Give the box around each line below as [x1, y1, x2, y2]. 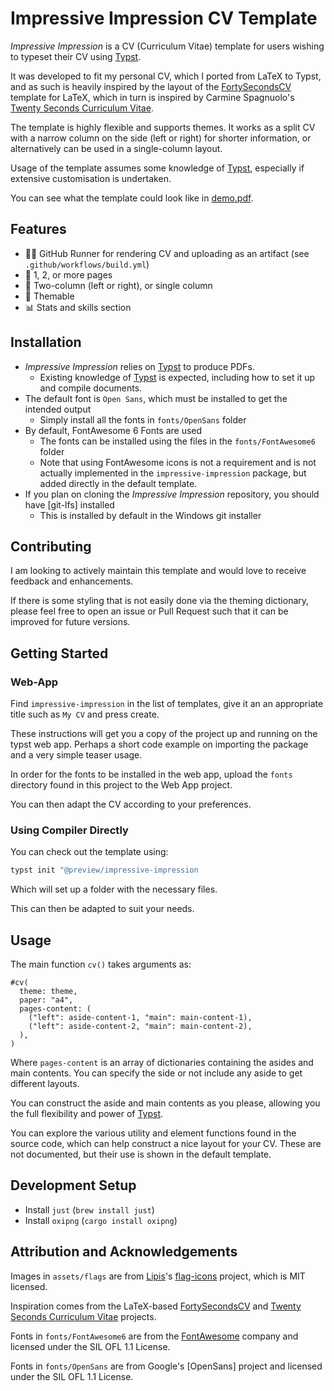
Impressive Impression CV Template [10, 7, 318, 30]
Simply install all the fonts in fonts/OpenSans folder [39, 413, 247, 426]
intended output [24, 403, 92, 415]
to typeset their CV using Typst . [10, 50, 142, 62]
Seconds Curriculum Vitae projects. [10, 1310, 157, 1322]
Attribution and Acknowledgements [10, 1243, 238, 1261]
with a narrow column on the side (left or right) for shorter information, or [10, 132, 312, 144]
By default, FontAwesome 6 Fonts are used [24, 424, 203, 436]
